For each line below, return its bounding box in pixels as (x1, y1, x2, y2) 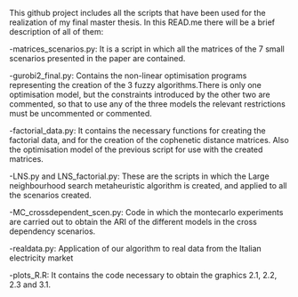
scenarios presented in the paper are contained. (9, 53, 186, 63)
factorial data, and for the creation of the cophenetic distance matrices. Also (9, 135, 289, 145)
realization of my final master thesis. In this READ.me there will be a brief (9, 17, 276, 28)
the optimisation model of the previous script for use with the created (9, 144, 263, 155)
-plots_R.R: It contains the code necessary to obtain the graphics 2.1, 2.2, (9, 270, 278, 280)
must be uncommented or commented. (9, 108, 153, 118)
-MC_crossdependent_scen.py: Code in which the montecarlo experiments (9, 207, 284, 217)
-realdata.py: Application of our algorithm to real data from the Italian (9, 244, 262, 253)
